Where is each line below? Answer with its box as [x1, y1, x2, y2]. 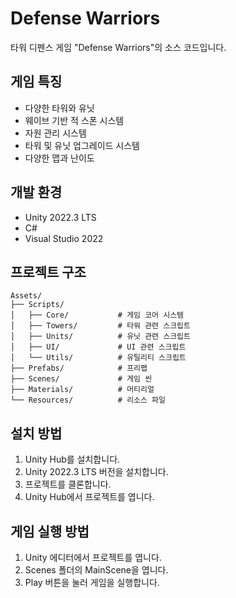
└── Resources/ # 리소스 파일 [10, 395, 166, 406]
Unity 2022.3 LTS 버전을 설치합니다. [24, 466, 169, 478]
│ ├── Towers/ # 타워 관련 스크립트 [10, 321, 191, 331]
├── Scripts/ [10, 300, 65, 310]
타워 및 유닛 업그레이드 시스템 [24, 139, 140, 151]
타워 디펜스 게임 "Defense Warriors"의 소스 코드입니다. [10, 41, 227, 53]
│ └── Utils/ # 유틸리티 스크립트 [10, 353, 187, 363]
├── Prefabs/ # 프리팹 [10, 363, 148, 374]
